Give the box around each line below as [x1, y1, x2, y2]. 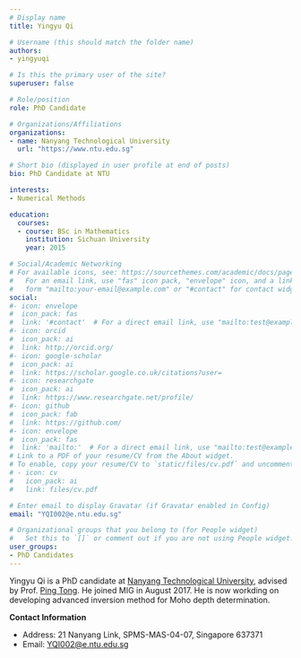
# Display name [9, 13, 66, 22]
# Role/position [9, 95, 70, 104]
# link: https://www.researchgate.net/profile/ [9, 393, 194, 402]
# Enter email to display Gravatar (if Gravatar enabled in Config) [9, 501, 271, 510]
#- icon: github [9, 401, 70, 410]
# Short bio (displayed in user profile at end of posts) [9, 161, 230, 171]
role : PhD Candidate [9, 103, 87, 112]
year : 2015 [25, 243, 66, 252]
